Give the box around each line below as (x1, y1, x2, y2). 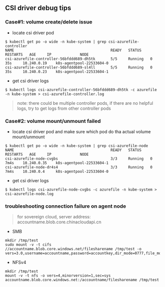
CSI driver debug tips (5, 4, 71, 12)
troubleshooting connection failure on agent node (5, 203, 126, 210)
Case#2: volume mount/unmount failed (5, 118, 101, 124)
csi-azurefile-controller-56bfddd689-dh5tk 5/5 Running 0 (5, 56, 153, 61)
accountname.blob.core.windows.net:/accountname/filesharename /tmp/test (5, 278, 160, 283)
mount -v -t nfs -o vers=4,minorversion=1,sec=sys (5, 273, 111, 278)
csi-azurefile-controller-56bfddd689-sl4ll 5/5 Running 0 (5, 65, 153, 70)
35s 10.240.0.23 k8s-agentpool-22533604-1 (5, 69, 109, 74)
